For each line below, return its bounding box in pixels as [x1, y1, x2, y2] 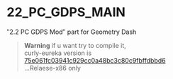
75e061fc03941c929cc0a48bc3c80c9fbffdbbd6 [23, 56, 166, 64]
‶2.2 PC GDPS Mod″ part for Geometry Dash [6, 28, 137, 36]
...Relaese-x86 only [23, 63, 81, 72]
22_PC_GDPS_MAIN [6, 4, 125, 20]
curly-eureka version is [23, 49, 92, 57]
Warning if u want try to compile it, [23, 41, 127, 49]
